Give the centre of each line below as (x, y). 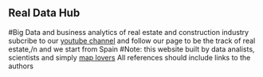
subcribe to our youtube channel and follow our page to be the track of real (132, 40)
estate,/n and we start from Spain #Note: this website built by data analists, (131, 49)
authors (21, 66)
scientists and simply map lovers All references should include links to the (130, 57)
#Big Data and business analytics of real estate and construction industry (129, 32)
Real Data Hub (44, 13)
